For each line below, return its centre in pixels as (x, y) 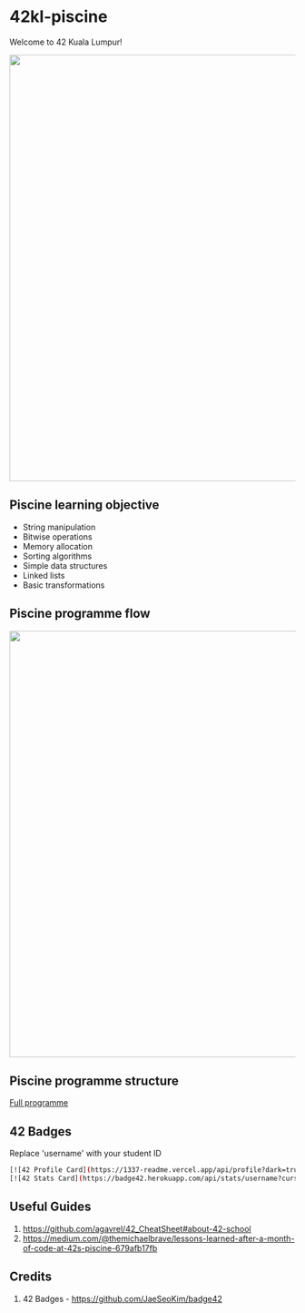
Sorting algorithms (57, 556)
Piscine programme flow (80, 614)
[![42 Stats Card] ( (46, 1179)
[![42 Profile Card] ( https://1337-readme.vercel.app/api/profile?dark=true (156, 1170)
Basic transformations (64, 585)
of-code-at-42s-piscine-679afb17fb (90, 1247)
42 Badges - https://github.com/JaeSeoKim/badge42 (122, 1298)
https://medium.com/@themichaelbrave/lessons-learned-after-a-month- (158, 1238)
